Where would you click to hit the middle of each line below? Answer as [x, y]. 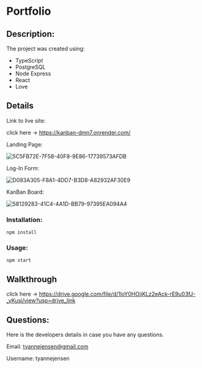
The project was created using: [46, 48]
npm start [19, 261]
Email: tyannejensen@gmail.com [47, 347]
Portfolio [29, 11]
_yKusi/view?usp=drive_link [41, 301]
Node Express [33, 74]
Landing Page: [24, 144]
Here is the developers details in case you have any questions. [85, 335]
